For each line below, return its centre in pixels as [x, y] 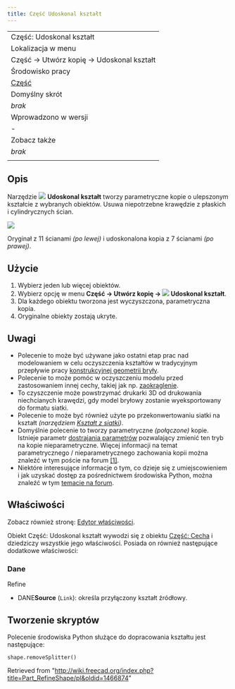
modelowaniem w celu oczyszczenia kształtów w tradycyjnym [108, 363]
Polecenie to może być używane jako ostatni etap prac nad [103, 355]
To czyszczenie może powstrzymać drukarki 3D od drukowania [109, 393]
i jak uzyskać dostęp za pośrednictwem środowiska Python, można [115, 475]
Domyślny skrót [37, 94]
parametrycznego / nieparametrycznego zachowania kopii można [113, 453]
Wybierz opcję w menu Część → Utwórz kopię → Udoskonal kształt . [122, 294]
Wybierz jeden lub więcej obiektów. [69, 286]
